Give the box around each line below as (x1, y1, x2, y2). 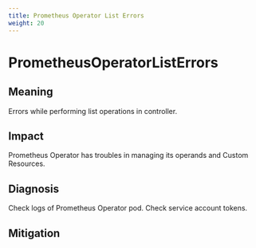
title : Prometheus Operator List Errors (8, 11, 145, 20)
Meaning (8, 85, 53, 99)
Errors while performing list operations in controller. (8, 106, 178, 116)
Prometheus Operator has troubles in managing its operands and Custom (8, 151, 249, 160)
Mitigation (8, 226, 61, 240)
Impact (8, 129, 44, 143)
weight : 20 (8, 19, 45, 27)
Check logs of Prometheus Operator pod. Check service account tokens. (8, 203, 248, 213)
